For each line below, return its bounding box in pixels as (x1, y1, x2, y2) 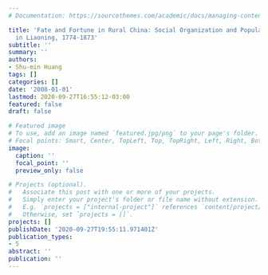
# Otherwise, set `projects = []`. (8, 210, 134, 218)
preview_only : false (15, 167, 84, 175)
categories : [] (8, 77, 59, 86)
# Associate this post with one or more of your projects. (8, 188, 216, 196)
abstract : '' (8, 248, 52, 256)
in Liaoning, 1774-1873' (15, 33, 98, 41)
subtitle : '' (8, 41, 52, 49)
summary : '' (8, 49, 48, 57)
